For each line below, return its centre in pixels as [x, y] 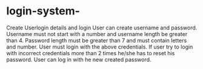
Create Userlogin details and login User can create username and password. [102, 28]
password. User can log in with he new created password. [79, 59]
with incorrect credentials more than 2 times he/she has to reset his [91, 53]
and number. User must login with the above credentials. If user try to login [100, 47]
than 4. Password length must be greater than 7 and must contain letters [97, 40]
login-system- [43, 11]
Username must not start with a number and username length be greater [97, 34]
